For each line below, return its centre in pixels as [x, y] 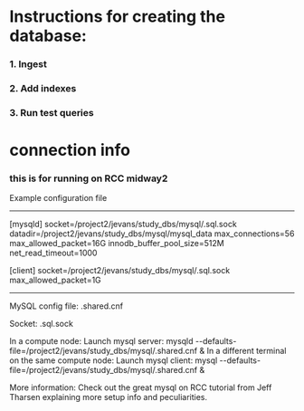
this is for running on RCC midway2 [89, 178]
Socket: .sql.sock [42, 324]
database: [48, 36]
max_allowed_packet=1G [55, 280]
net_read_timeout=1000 [53, 253]
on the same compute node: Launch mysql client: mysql [114, 360]
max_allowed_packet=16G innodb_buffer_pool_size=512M [117, 244]
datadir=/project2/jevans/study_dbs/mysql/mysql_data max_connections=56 [152, 234]
